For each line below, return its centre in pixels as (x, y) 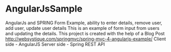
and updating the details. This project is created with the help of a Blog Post (85, 33)
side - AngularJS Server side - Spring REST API (55, 44)
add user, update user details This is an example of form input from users (82, 28)
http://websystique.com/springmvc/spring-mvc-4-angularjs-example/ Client (86, 39)
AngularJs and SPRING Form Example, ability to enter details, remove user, (84, 23)
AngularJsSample (44, 9)
